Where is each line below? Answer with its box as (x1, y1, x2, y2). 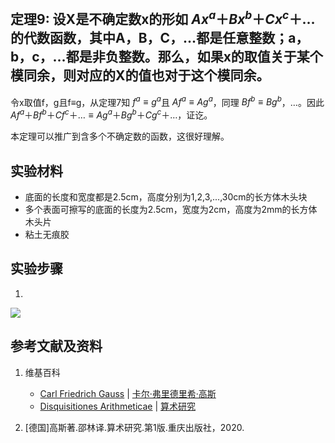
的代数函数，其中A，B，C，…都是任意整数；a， (10, 30, 310, 47)
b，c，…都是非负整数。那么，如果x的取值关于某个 (10, 49, 323, 66)
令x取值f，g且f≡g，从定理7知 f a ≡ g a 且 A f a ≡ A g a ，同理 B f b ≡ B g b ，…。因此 (10, 94, 325, 108)
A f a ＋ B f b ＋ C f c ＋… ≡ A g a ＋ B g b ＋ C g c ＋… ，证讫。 (10, 107, 213, 121)
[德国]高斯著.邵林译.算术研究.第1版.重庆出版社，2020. (24, 421, 245, 433)
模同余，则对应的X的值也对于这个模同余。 (10, 67, 270, 84)
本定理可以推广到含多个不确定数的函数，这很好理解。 (10, 130, 230, 143)
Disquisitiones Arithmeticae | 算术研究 (39, 400, 197, 412)
